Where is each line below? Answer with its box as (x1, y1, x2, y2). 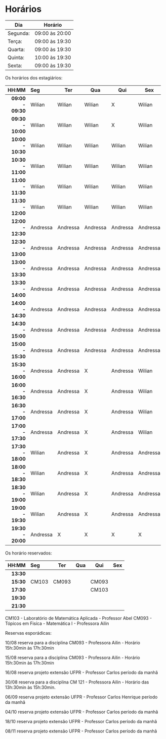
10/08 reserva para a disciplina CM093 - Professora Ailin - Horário (5, 639, 140, 646)
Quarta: (7, 46, 25, 53)
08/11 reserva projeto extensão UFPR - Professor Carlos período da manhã (5, 728, 157, 734)
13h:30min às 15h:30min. (5, 684, 56, 690)
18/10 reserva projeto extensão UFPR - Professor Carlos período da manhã (5, 718, 157, 724)
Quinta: (7, 54, 25, 61)
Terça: (7, 38, 22, 45)
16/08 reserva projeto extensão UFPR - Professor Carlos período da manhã (5, 669, 158, 675)
